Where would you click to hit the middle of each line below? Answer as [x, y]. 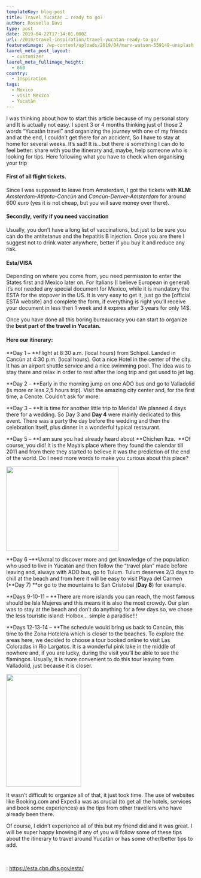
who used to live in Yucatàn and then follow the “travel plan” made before [97, 566]
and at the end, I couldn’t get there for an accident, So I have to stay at [93, 137]
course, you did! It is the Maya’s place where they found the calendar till [95, 446]
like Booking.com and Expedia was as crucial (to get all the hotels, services [99, 802]
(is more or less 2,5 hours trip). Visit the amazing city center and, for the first [100, 390]
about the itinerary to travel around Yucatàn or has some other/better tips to [100, 839]
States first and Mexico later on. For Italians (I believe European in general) [98, 282]
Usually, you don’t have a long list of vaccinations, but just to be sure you [96, 230]
